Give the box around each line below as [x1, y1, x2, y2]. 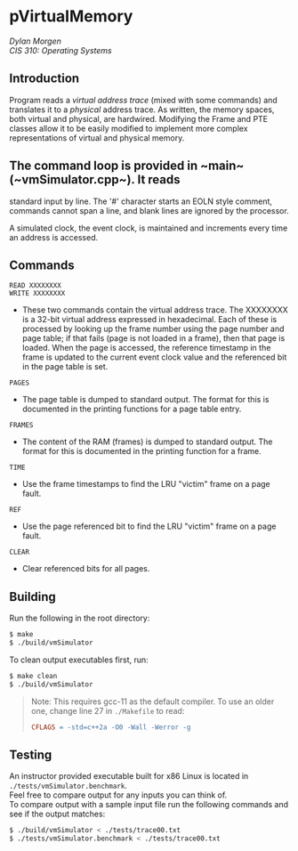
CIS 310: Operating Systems [9, 45, 113, 55]
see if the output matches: [9, 808, 106, 820]
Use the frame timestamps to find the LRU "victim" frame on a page [21, 479, 271, 490]
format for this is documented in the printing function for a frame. [21, 446, 262, 457]
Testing [9, 747, 52, 762]
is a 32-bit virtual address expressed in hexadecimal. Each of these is [21, 314, 278, 325]
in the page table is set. [21, 361, 109, 372]
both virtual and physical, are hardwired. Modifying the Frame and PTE [9, 113, 269, 124]
